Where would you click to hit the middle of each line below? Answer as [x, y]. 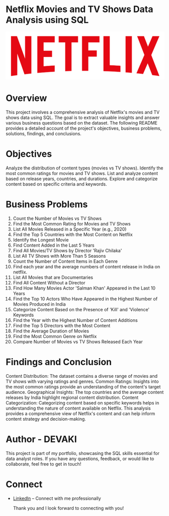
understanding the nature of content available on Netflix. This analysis [78, 408]
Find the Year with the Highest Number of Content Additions [75, 320]
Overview [26, 98]
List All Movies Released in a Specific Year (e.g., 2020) [70, 229]
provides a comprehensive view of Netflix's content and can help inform [80, 413]
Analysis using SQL [47, 20]
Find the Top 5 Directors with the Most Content [62, 325]
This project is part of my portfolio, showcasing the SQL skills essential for [83, 453]
